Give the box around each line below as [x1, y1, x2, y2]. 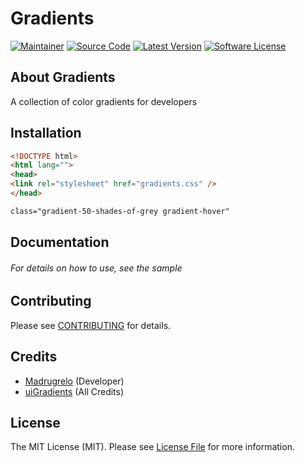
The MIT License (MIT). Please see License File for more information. [10, 441, 295, 453]
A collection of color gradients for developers [10, 95, 198, 107]
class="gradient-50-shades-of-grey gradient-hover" [10, 206, 230, 216]
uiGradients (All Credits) [24, 385, 125, 397]
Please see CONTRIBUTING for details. [10, 319, 172, 331]
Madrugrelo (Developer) [24, 375, 125, 387]
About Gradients [10, 69, 116, 86]
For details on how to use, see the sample [10, 262, 183, 274]
